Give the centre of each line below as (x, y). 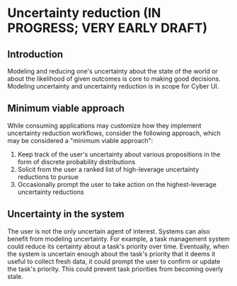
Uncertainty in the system (66, 214)
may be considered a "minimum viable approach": (80, 140)
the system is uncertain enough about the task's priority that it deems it (111, 253)
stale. (15, 276)
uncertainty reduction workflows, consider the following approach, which (114, 133)
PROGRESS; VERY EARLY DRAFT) (107, 28)
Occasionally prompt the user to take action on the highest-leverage (117, 184)
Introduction (35, 54)
